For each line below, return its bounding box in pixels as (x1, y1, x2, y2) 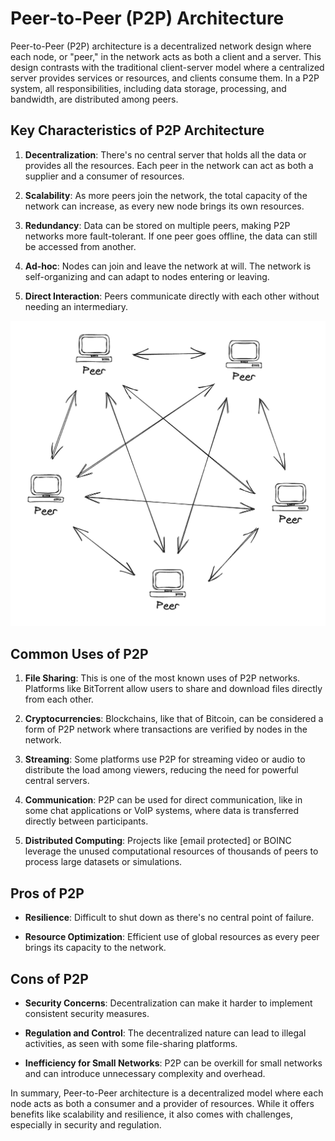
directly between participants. (24, 815, 149, 827)
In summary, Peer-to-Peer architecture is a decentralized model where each (10, 1087, 324, 1099)
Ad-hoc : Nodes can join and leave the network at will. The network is (24, 260, 312, 272)
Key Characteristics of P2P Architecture (10, 122, 265, 139)
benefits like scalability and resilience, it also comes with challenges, (10, 1108, 293, 1120)
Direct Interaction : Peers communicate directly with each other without (24, 290, 320, 302)
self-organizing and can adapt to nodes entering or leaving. (24, 270, 270, 282)
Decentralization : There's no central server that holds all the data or (24, 148, 307, 161)
